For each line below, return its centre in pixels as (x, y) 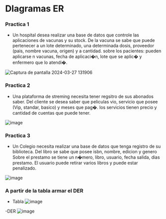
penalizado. (24, 168)
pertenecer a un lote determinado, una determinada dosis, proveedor (83, 46)
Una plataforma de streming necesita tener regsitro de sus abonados (83, 96)
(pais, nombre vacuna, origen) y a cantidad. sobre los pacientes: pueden (87, 51)
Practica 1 (17, 24)
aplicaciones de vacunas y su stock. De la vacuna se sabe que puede (83, 40)
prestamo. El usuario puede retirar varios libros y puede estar (75, 163)
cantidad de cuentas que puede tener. (51, 113)
